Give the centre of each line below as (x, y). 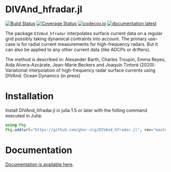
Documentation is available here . (39, 164)
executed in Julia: (24, 116)
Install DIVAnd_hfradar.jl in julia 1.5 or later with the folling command (76, 110)
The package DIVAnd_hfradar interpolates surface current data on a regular (84, 33)
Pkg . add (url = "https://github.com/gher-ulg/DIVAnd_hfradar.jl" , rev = (79, 130)
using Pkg (16, 125)
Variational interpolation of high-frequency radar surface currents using (80, 70)
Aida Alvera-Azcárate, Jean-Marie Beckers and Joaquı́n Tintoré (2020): (80, 65)
